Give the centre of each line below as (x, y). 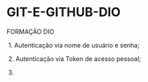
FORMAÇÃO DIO (31, 32)
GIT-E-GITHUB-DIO (63, 12)
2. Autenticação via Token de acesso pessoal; (75, 59)
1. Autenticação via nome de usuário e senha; (74, 45)
